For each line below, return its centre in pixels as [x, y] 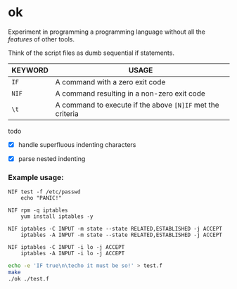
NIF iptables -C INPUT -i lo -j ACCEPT [66, 248]
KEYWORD [30, 70]
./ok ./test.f [29, 279]
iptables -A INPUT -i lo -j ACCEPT [73, 254]
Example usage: [36, 177]
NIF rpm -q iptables [38, 211]
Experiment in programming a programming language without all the [107, 32]
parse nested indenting [52, 159]
